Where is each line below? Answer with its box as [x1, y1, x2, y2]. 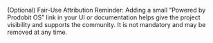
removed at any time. [7, 28, 68, 36]
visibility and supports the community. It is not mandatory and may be [7, 21, 206, 28]
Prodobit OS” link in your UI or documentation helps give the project [7, 13, 201, 21]
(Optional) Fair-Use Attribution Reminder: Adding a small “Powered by [7, 6, 206, 14]
